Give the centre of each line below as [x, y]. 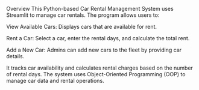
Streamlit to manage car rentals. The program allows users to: [83, 15]
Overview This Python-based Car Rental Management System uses [90, 9]
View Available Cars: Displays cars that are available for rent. [82, 27]
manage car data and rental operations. [55, 81]
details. [15, 56]
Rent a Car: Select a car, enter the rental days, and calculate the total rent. [98, 38]
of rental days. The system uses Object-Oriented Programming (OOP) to [96, 74]
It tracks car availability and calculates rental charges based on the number [99, 68]
